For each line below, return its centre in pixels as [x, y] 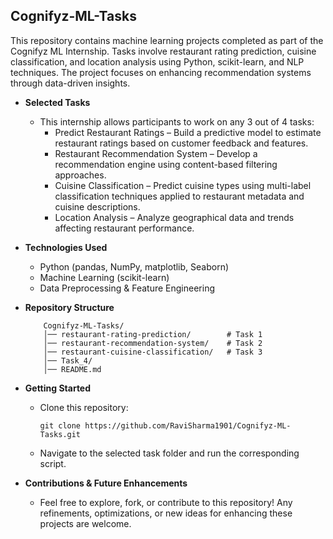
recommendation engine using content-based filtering [166, 164]
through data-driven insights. [70, 83]
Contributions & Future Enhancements [106, 483]
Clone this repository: [84, 407]
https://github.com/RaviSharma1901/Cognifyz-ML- [188, 425]
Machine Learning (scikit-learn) [104, 277]
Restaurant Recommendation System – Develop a [156, 153]
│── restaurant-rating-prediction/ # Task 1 [153, 334]
